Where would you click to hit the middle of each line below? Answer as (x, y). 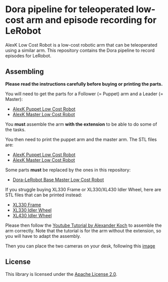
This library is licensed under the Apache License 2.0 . (61, 274)
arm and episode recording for (91, 20)
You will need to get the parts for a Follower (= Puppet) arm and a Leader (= (84, 94)
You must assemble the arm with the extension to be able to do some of (81, 124)
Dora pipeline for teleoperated (70, 9)
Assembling (25, 72)
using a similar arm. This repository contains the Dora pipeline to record (80, 50)
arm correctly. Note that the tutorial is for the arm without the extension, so (83, 231)
